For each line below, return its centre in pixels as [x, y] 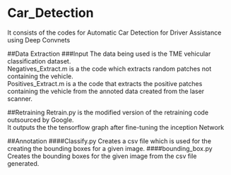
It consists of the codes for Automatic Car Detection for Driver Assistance [114, 32]
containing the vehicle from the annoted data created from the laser [106, 91]
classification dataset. [39, 61]
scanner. [20, 98]
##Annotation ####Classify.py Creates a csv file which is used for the [109, 141]
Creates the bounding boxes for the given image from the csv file [102, 156]
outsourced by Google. [41, 120]
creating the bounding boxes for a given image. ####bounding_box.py [110, 148]
